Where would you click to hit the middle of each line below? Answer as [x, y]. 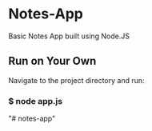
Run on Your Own [52, 61]
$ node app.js [35, 101]
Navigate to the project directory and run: [77, 80]
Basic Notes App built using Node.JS [69, 36]
